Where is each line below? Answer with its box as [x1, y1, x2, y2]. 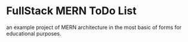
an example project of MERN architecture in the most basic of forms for [6, 24, 182, 31]
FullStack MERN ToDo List [6, 4, 137, 18]
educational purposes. [6, 30, 61, 37]
